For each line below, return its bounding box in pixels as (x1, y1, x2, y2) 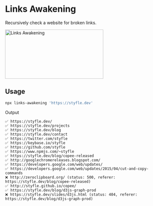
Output (5, 109, 19, 115)
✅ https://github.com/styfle (5, 145, 66, 149)
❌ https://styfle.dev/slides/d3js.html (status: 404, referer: (5, 192, 138, 197)
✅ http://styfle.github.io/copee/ (5, 183, 76, 188)
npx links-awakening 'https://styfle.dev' (5, 100, 93, 105)
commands (5, 171, 23, 176)
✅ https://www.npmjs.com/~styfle (5, 149, 75, 154)
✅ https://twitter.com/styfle (5, 136, 68, 141)
